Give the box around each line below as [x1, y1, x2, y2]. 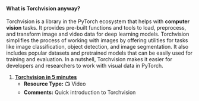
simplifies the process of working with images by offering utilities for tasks [6, 37, 188, 44]
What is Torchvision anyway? [6, 5, 81, 12]
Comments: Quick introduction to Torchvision [23, 89, 136, 96]
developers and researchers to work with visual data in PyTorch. [6, 62, 163, 70]
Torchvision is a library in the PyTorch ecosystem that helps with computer [6, 18, 190, 25]
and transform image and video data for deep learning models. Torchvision [6, 30, 189, 38]
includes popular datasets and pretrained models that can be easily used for [6, 49, 193, 56]
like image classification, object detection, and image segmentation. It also [6, 43, 189, 50]
